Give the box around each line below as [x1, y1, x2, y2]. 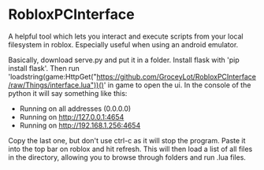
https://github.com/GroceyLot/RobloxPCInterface [96, 72, 256, 81]
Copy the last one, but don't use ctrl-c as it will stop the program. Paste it [8, 135, 246, 145]
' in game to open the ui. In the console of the [103, 80, 251, 90]
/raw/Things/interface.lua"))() [8, 80, 104, 90]
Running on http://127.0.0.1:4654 [19, 112, 125, 121]
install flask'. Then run [8, 63, 80, 72]
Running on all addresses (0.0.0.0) [19, 104, 132, 113]
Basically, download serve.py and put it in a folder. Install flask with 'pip [8, 55, 240, 65]
